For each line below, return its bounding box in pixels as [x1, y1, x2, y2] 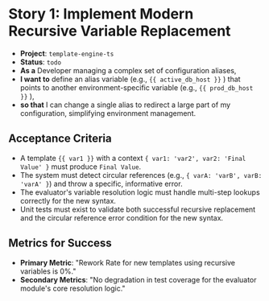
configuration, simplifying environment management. [19, 108, 196, 118]
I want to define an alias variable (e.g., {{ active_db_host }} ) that [19, 74, 241, 84]
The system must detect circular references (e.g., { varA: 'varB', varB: [19, 170, 263, 179]
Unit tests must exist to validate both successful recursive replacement [19, 204, 256, 214]
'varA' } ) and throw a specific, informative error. [19, 179, 183, 188]
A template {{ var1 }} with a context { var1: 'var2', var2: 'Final [19, 153, 246, 163]
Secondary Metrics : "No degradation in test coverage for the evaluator [19, 274, 257, 284]
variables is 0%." [19, 266, 77, 276]
